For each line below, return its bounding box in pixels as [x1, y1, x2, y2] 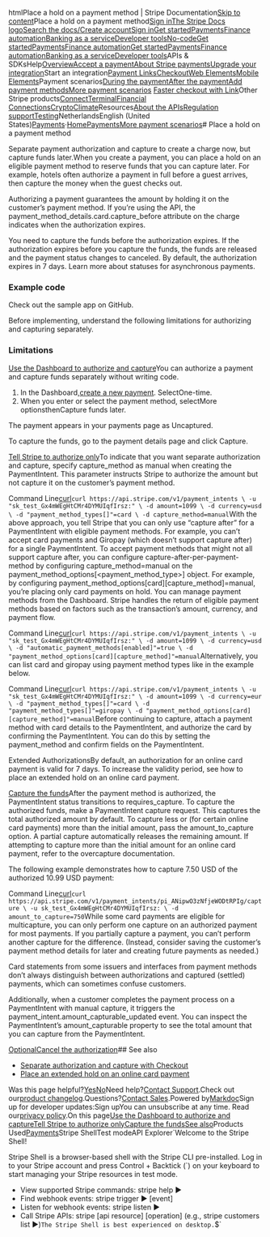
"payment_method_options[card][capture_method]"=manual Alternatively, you [8, 651, 259, 661]
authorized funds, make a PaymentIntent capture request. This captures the [8, 805, 261, 815]
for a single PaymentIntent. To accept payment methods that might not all [8, 543, 253, 553]
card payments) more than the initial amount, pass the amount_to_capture [8, 823, 254, 833]
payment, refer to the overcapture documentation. [8, 848, 175, 858]
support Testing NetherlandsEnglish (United [8, 111, 150, 121]
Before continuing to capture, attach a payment [95, 713, 253, 723]
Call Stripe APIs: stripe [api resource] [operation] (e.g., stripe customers [19, 1210, 260, 1220]
